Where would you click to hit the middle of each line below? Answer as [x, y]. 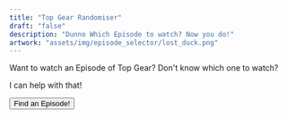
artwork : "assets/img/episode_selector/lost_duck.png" [114, 42]
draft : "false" [38, 26]
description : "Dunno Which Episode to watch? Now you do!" [122, 34]
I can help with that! [46, 85]
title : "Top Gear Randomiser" [66, 17]
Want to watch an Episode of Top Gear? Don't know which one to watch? [144, 68]
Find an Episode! [42, 104]
